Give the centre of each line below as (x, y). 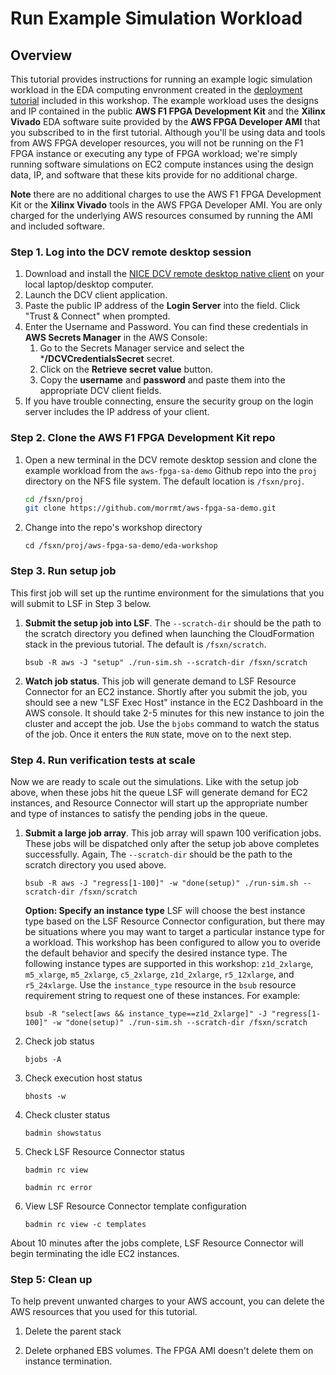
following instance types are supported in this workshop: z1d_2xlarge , (169, 963)
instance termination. (68, 1361)
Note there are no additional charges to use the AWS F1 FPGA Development (166, 194)
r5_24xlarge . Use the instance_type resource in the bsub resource (160, 984)
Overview (41, 55)
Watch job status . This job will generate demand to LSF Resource (160, 681)
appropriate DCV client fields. (100, 391)
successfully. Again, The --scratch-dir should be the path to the (158, 854)
